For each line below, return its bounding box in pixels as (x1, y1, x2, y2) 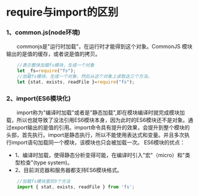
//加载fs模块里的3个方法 (17, 179, 71, 185)
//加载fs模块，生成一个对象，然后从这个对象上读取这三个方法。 (17, 73, 152, 79)
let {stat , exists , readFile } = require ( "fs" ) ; (17, 79, 135, 85)
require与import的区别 (6, 5, 118, 19)
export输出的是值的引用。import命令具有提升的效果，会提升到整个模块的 (11, 124, 190, 131)
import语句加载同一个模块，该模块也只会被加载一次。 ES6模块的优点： (11, 139, 185, 146)
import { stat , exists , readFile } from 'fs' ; (17, 184, 135, 190)
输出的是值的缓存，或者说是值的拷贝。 (6, 50, 100, 57)
